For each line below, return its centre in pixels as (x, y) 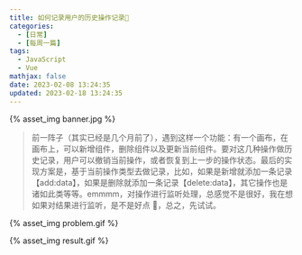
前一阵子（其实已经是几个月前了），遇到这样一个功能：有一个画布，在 (160, 137)
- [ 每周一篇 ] (39, 43)
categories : (32, 26)
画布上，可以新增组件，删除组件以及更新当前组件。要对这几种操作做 (158, 149)
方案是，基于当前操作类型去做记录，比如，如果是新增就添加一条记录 (166, 171)
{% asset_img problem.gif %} (64, 223)
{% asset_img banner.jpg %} (62, 119)
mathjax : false (38, 77)
